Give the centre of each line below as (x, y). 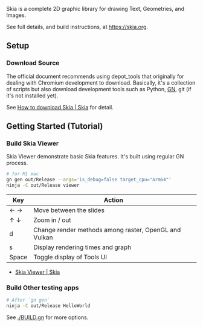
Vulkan (43, 237)
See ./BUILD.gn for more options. (47, 317)
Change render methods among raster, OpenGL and (107, 230)
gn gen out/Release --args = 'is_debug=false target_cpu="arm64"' (89, 180)
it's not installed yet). (32, 96)
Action (114, 200)
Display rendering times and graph (82, 247)
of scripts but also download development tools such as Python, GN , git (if (99, 89)
